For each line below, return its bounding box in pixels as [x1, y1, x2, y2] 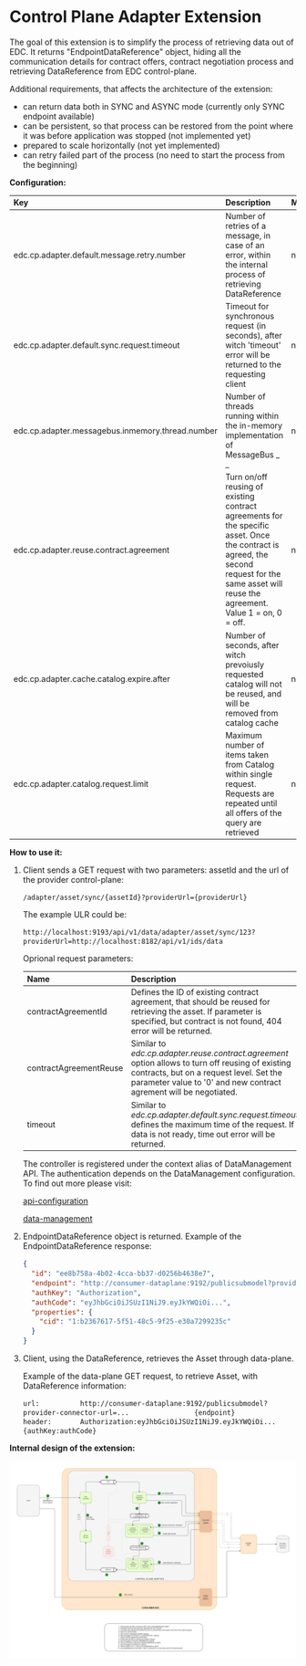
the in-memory [225, 420, 283, 431]
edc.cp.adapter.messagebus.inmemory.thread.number [13, 424, 219, 435]
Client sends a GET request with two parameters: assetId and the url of [22, 864, 290, 875]
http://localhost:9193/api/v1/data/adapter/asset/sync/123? [22, 928, 256, 938]
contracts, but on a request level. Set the [130, 1067, 282, 1078]
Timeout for [225, 300, 270, 311]
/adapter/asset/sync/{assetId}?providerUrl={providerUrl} [22, 893, 248, 903]
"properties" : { [31, 1307, 93, 1316]
